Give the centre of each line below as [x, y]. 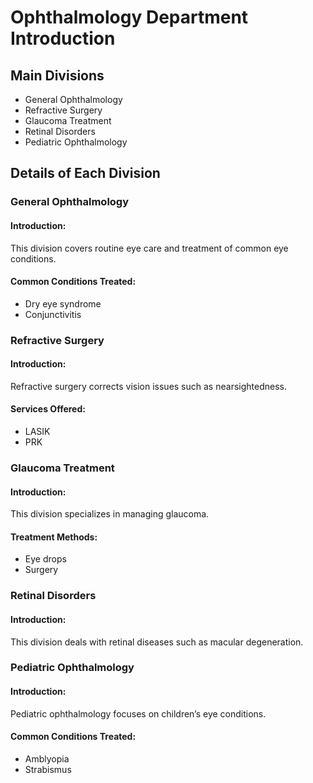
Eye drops [45, 559]
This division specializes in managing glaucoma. [110, 514]
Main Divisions [57, 75]
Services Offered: [48, 409]
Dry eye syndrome [63, 303]
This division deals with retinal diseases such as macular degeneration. [157, 642]
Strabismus [48, 769]
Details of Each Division [85, 173]
